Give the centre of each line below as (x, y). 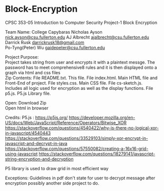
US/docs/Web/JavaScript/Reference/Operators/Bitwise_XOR (66, 123)
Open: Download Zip (26, 103)
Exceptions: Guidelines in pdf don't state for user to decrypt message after (80, 178)
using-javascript (21, 154)
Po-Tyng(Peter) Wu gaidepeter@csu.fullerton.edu (55, 47)
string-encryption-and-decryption (39, 159)
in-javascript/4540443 (28, 133)
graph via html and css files (33, 72)
